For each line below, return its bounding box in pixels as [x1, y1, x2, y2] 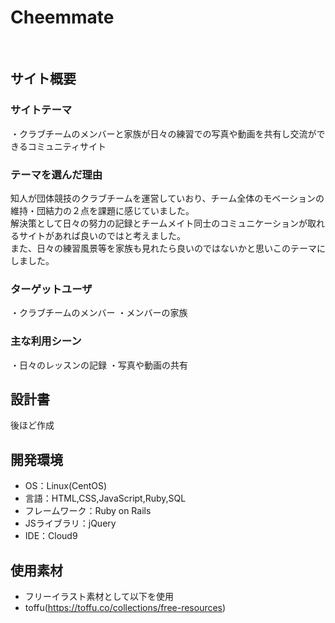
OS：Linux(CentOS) [24, 480, 108, 492]
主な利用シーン [10, 334, 82, 348]
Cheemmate [10, 6, 115, 29]
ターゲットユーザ [10, 282, 93, 296]
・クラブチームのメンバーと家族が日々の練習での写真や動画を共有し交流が [10, 127, 317, 140]
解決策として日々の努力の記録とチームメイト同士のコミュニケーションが [10, 217, 308, 229]
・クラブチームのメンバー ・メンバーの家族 [10, 307, 188, 319]
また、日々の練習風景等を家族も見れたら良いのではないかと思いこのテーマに [10, 242, 326, 254]
